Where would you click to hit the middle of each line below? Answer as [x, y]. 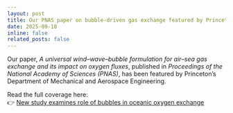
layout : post [26, 14]
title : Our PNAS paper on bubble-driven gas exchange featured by [105, 20]
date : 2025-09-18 [32, 26]
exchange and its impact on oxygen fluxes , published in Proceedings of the [115, 67]
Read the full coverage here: [48, 95]
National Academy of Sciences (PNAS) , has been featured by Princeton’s [112, 74]
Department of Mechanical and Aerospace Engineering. [87, 81]
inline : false [28, 33]
